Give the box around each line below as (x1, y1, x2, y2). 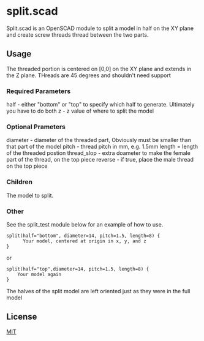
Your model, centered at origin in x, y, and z (22, 238, 147, 244)
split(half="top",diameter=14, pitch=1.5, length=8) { (6, 266, 149, 272)
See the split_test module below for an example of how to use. (6, 220, 164, 228)
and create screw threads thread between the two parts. (6, 31, 149, 38)
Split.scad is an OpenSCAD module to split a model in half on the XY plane (6, 24, 194, 32)
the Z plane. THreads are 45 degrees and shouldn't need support (6, 72, 172, 79)
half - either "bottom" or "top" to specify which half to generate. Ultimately (6, 101, 195, 108)
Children (6, 178, 32, 186)
